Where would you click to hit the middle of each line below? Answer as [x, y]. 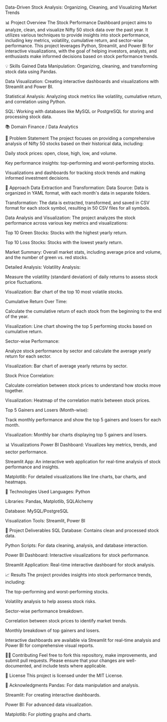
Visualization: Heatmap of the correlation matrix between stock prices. [78, 400]
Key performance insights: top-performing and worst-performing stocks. [80, 163]
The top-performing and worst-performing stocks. [57, 592]
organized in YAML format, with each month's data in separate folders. [78, 193]
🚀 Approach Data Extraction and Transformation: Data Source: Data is [77, 188]
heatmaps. [16, 482]
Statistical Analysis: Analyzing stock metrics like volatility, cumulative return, [84, 96]
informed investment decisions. [37, 178]
